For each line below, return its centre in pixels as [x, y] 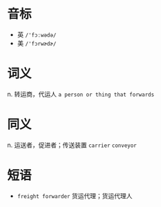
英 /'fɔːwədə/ [37, 34]
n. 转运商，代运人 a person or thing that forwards [81, 94]
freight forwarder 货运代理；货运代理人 [75, 196]
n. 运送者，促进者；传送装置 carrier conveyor [72, 145]
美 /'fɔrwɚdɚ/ [37, 43]
